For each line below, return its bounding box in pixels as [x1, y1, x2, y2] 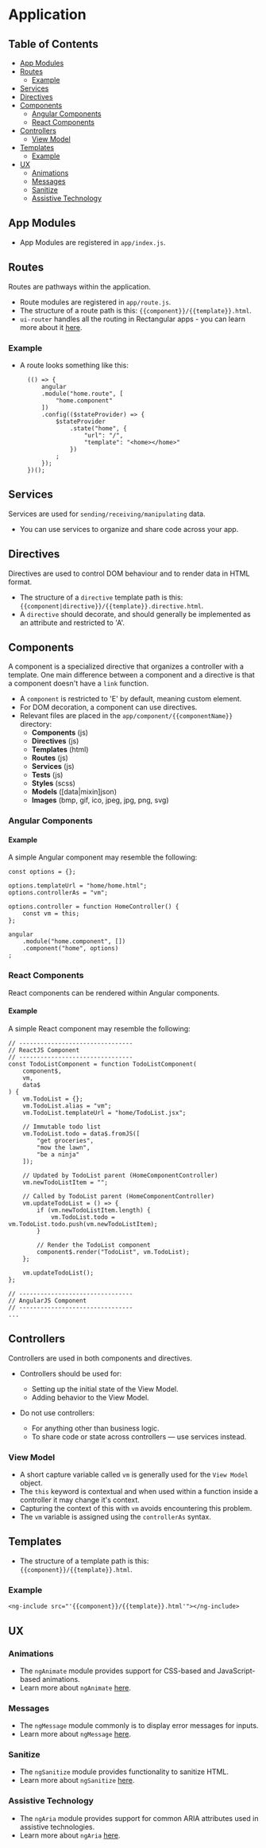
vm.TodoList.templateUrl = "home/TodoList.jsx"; [22, 1108, 187, 1116]
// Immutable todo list [22, 1123, 102, 1131]
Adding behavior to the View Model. [31, 1392, 149, 1402]
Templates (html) [31, 745, 89, 755]
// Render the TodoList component [37, 1240, 151, 1249]
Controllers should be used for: [19, 1369, 121, 1378]
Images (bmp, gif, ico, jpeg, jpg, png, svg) [31, 795, 169, 805]
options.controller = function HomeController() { [8, 903, 179, 911]
